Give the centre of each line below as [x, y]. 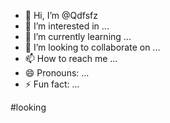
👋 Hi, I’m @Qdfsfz [61, 15]
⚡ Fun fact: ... [52, 84]
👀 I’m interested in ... [67, 26]
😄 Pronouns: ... [57, 73]
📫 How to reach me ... [71, 58]
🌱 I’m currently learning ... [78, 36]
